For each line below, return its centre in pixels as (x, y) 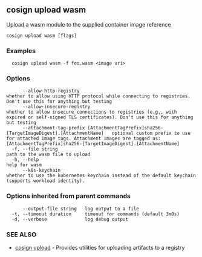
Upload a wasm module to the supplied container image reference (89, 24)
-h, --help (25, 160)
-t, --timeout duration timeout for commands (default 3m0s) (96, 214)
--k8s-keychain (41, 171)
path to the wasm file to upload (48, 155)
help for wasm (24, 165)
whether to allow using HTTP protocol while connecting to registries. (98, 96)
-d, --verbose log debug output (70, 219)
